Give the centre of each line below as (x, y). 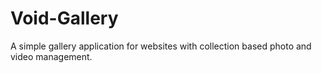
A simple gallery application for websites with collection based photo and (161, 46)
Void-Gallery (64, 18)
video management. (51, 56)
